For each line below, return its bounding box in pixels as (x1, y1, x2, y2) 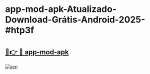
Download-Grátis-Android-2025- (5, 14, 146, 25)
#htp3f (5, 25, 34, 36)
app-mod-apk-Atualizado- (5, 3, 117, 15)
